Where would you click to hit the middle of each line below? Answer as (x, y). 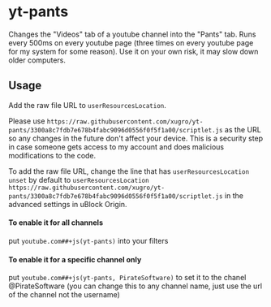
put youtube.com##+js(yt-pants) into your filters (88, 240)
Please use (27, 121)
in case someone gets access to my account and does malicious (116, 147)
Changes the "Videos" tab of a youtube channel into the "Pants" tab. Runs (132, 34)
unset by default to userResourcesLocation (79, 179)
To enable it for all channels (56, 223)
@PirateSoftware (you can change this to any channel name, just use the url (135, 286)
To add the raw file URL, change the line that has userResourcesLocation (129, 171)
